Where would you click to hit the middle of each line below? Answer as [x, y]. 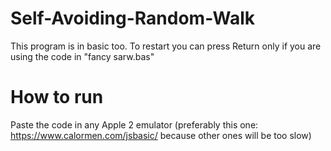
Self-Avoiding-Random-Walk [133, 18]
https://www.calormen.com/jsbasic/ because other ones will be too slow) [161, 135]
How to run [57, 97]
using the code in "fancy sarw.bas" [82, 56]
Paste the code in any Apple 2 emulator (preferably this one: [134, 124]
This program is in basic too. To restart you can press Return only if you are [166, 46]
